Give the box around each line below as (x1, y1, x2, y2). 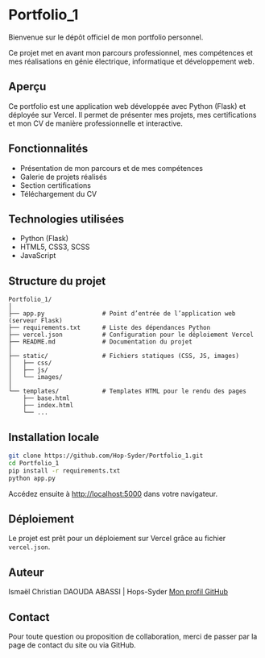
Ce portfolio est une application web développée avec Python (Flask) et (8, 101, 246, 110)
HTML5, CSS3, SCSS (19, 242, 90, 252)
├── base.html (23, 394, 70, 402)
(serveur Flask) (8, 317, 63, 325)
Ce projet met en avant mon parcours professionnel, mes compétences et (8, 48, 254, 57)
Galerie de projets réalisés (19, 172, 107, 181)
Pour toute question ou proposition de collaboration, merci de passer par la (8, 631, 258, 641)
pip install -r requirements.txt (8, 466, 121, 475)
